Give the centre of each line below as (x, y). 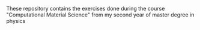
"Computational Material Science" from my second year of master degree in (100, 15)
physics (16, 21)
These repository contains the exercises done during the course (86, 9)
